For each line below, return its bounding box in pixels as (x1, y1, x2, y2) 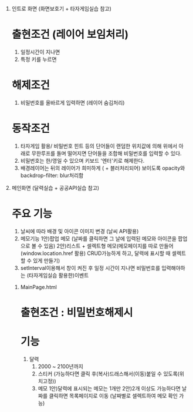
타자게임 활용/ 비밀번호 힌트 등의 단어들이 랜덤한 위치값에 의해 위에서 (20, 142, 178, 149)
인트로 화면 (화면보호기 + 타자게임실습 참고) (11, 5, 111, 12)
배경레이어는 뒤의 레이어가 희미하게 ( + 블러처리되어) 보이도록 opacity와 (20, 164, 185, 172)
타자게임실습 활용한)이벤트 (28, 272, 89, 279)
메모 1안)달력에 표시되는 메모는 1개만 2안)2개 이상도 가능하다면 (38, 384, 181, 392)
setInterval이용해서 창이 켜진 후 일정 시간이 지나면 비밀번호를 (20, 264, 160, 272)
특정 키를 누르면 (20, 55, 57, 63)
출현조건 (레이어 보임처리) (11, 28, 129, 41)
